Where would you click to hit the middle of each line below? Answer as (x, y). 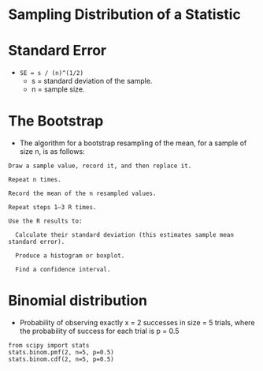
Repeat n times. (35, 180)
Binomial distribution (78, 301)
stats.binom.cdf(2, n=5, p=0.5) (61, 359)
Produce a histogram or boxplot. (70, 256)
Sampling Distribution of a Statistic (125, 15)
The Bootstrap (56, 121)
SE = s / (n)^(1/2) (52, 73)
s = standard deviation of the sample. (92, 81)
